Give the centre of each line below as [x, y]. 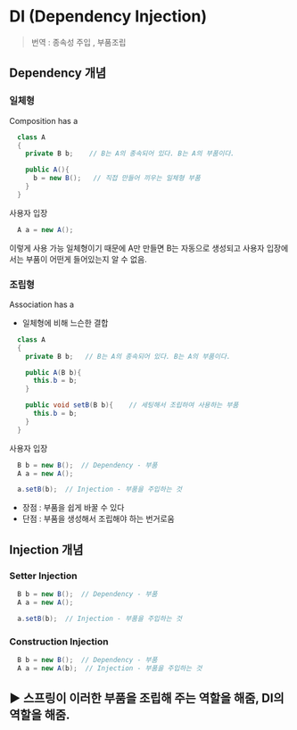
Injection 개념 [46, 549]
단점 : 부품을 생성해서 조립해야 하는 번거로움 [99, 518]
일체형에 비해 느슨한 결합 [65, 322]
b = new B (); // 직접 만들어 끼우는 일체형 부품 [116, 178]
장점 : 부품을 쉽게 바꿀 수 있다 [73, 508]
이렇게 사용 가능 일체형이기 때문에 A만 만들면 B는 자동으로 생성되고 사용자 [137, 248]
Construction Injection [59, 642]
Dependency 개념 [58, 73]
